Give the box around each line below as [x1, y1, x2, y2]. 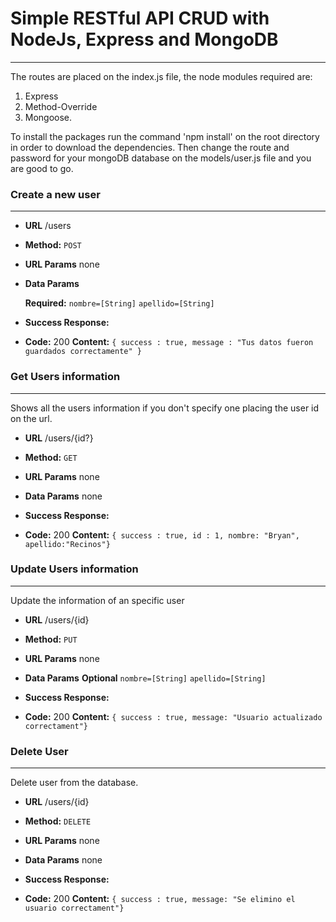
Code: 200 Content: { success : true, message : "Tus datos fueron [24, 336, 314, 348]
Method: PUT [24, 633, 78, 645]
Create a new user [10, 187, 101, 201]
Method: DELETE [24, 815, 92, 827]
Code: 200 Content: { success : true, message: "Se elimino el [24, 893, 296, 905]
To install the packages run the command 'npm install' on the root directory [10, 130, 320, 142]
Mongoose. [24, 111, 73, 123]
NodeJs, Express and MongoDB [10, 28, 279, 51]
